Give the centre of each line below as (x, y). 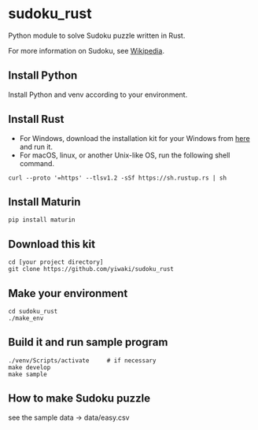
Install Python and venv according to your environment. (98, 95)
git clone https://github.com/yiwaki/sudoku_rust (91, 269)
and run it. (36, 146)
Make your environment (68, 293)
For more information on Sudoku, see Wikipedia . (87, 50)
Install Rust (36, 119)
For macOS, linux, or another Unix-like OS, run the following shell (125, 155)
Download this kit (52, 244)
